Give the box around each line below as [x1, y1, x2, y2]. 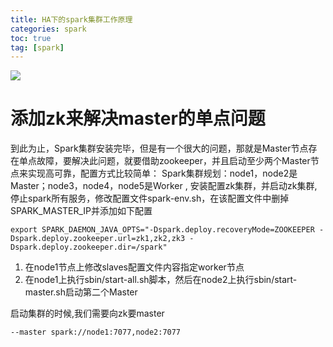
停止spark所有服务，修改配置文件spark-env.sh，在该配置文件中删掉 [10, 192, 290, 205]
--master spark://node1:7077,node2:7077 [10, 327, 182, 338]
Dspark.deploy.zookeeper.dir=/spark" [10, 242, 168, 253]
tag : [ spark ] [10, 42, 65, 53]
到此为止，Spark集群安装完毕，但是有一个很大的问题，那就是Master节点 [10, 142, 309, 155]
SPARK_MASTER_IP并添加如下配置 [10, 205, 153, 217]
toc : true [10, 33, 52, 43]
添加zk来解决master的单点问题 [10, 107, 266, 130]
